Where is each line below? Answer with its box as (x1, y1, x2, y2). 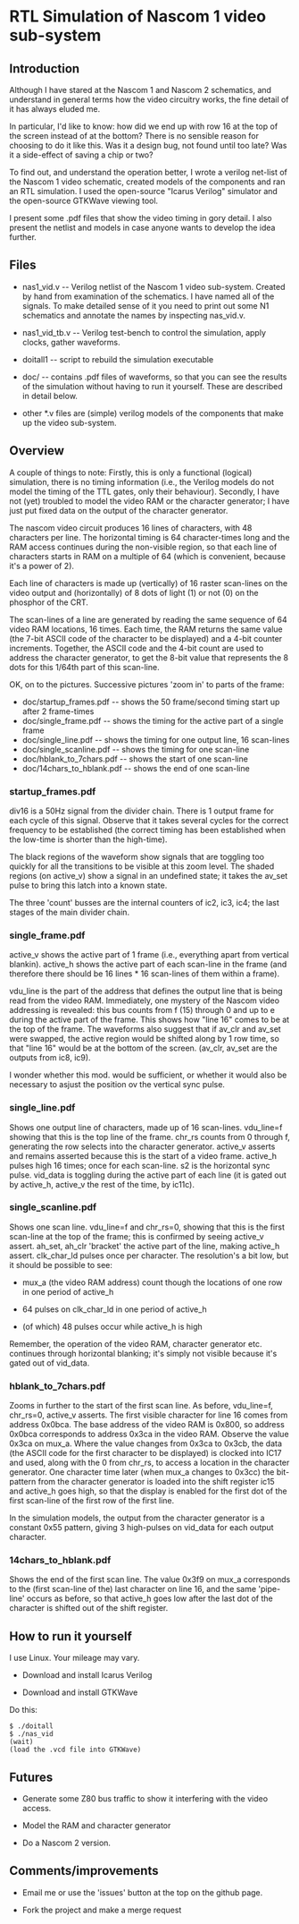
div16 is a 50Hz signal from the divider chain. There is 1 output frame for (9, 805, 275, 816)
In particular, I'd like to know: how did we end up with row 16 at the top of (9, 121, 278, 132)
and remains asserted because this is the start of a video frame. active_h (9, 1150, 278, 1161)
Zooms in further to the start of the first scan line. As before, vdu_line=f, (9, 1400, 274, 1411)
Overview (9, 443, 65, 458)
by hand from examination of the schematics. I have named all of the (21, 291, 275, 302)
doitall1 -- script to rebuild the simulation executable (21, 353, 214, 364)
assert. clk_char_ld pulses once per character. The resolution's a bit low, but (9, 1250, 289, 1261)
